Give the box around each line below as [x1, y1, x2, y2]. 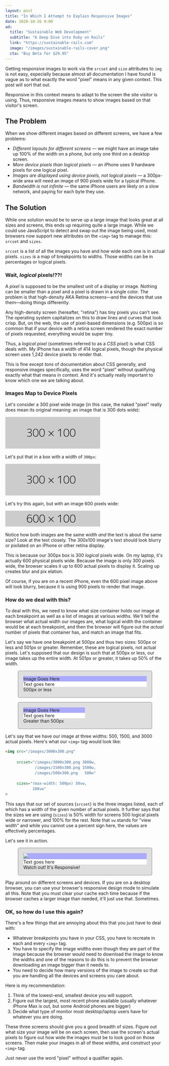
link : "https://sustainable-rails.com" [10, 41, 94, 46]
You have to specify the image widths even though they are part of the [12, 946, 160, 952]
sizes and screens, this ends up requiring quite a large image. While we [5, 222, 154, 228]
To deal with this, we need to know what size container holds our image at [5, 608, 160, 614]
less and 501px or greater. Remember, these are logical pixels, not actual [5, 644, 156, 651]
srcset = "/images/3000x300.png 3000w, [16, 759, 96, 765]
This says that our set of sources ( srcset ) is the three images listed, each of [5, 801, 163, 807]
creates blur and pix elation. [5, 568, 63, 574]
